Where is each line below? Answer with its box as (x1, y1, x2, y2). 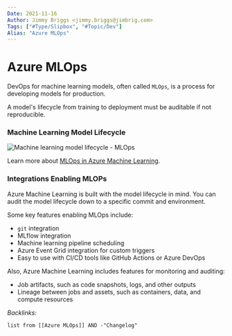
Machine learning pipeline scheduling (17, 238, 125, 247)
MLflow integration (17, 231, 71, 240)
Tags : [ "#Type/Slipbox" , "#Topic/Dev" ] (7, 23, 123, 30)
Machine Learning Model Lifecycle (7, 127, 126, 137)
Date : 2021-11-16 (7, 10, 57, 17)
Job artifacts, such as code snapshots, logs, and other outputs (17, 280, 196, 288)
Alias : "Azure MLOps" (7, 29, 70, 37)
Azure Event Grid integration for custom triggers (17, 246, 155, 254)
